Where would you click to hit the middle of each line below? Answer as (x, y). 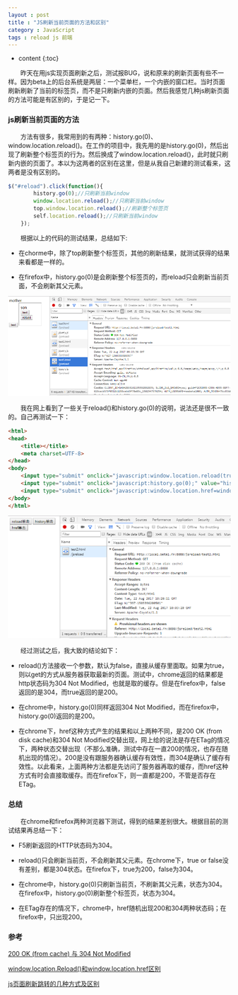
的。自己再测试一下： (39, 416)
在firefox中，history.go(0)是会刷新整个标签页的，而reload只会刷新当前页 (124, 277)
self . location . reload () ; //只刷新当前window (96, 216)
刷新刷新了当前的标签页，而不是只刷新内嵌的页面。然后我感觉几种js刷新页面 (119, 91)
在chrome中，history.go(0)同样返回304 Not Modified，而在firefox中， (120, 707)
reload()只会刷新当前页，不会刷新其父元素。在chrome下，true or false (120, 860)
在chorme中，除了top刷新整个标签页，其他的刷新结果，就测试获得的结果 (124, 253)
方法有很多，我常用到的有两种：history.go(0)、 (89, 136)
